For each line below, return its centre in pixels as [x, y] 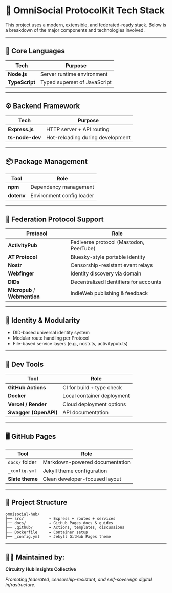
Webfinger [21, 273]
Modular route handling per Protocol [51, 338]
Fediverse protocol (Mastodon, [107, 242]
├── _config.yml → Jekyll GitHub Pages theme [58, 537]
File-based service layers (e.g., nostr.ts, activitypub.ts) [70, 343]
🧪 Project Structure [36, 503]
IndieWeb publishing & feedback [109, 293]
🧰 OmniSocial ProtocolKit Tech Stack [85, 10]
